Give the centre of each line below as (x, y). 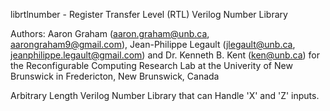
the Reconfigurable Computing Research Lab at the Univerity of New (151, 65)
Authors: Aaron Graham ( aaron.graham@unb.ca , (110, 33)
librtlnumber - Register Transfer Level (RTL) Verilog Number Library (149, 14)
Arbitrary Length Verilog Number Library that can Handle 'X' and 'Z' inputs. (165, 95)
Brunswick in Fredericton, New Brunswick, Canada (115, 76)
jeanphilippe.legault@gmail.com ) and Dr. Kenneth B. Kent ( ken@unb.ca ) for (165, 55)
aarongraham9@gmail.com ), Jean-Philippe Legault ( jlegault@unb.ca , (153, 44)
